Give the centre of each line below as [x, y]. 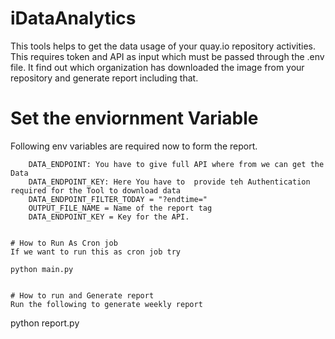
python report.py [45, 323]
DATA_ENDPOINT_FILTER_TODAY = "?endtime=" [118, 199]
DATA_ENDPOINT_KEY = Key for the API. [109, 217]
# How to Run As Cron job [64, 243]
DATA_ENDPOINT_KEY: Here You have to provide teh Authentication [169, 182]
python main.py [42, 269]
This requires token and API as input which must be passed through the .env [167, 56]
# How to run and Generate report [82, 295]
